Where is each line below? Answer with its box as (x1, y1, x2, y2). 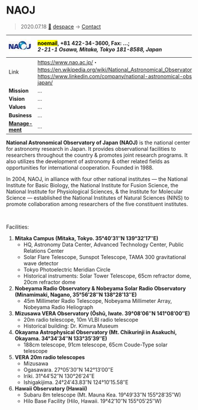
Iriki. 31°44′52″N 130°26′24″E (23, 372, 95, 380)
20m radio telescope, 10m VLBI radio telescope (23, 316, 138, 323)
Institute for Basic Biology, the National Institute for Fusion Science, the (6, 182, 179, 189)
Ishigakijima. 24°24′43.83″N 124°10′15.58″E (23, 379, 128, 386)
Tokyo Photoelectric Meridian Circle (23, 266, 111, 273)
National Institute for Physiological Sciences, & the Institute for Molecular (6, 188, 183, 195)
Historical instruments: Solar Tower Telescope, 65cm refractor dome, (23, 272, 192, 280)
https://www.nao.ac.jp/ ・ (37, 58, 98, 65)
